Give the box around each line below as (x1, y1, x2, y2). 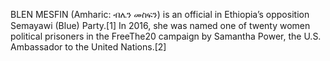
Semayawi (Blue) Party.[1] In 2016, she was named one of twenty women (10, 20, 311, 31)
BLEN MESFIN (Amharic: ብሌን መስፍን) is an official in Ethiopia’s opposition (10, 9, 310, 20)
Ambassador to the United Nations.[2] (10, 41, 167, 53)
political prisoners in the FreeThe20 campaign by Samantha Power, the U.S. (10, 30, 322, 42)
